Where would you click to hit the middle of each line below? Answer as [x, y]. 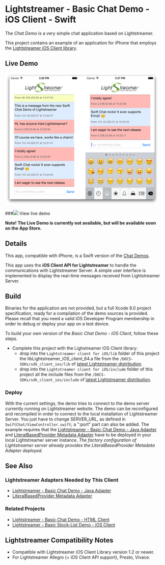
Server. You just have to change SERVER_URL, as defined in [66, 419]
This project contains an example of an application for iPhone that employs [81, 42]
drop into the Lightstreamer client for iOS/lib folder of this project [89, 353]
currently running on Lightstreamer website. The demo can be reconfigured [82, 409]
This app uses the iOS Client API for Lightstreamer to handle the [71, 265]
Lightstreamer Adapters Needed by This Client [62, 480]
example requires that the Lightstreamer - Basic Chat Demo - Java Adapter [81, 429]
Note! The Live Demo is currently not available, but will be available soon [81, 223]
